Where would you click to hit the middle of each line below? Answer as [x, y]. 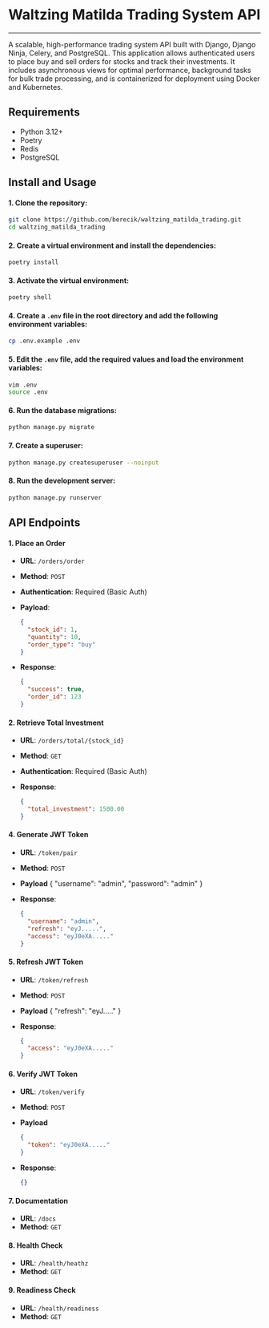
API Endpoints [44, 522]
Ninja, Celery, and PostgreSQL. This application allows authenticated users [132, 53]
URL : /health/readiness [59, 1308]
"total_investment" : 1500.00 [76, 809]
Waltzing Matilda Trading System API [134, 15]
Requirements [44, 113]
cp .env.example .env [44, 341]
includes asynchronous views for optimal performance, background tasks [130, 70]
